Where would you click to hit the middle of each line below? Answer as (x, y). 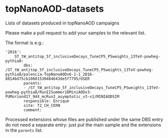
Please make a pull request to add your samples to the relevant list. (76, 33)
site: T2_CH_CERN (42, 105)
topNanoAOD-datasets (55, 9)
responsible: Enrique (47, 101)
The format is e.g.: (25, 43)
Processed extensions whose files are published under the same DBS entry (84, 119)
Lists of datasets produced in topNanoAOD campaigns (62, 23)
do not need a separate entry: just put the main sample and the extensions (83, 125)
